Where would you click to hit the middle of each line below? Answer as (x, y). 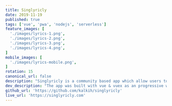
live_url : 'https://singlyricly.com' (46, 95)
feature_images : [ (25, 29)
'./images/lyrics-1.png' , (38, 34)
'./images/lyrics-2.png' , (38, 39)
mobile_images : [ (24, 57)
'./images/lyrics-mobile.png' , (43, 62)
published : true (23, 19)
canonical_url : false (28, 76)
